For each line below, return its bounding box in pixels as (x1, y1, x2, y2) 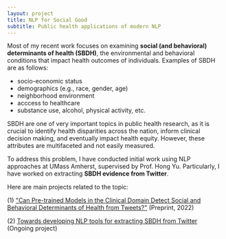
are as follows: (7, 63, 49, 72)
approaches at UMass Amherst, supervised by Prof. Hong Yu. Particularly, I (7, 163, 220, 171)
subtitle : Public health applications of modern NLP (7, 23, 161, 30)
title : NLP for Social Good (7, 17, 88, 23)
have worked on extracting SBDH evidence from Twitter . (7, 169, 169, 178)
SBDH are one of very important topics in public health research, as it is (7, 120, 210, 128)
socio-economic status (16, 77, 82, 85)
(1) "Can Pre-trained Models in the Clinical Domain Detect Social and (7, 196, 201, 205)
